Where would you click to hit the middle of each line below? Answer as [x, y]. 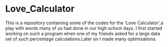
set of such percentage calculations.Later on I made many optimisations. [81, 39]
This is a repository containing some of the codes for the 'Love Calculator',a [84, 23]
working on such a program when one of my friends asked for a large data [83, 33]
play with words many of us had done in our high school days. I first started [84, 28]
